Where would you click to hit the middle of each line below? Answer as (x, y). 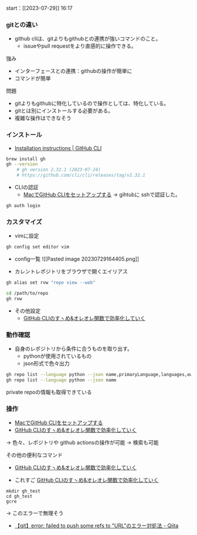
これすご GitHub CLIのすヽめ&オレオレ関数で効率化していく (86, 480)
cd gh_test (19, 496)
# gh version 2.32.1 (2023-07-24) (59, 170)
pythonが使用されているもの (57, 356)
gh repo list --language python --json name (61, 380)
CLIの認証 (26, 187)
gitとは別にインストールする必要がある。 (64, 111)
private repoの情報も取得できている (49, 392)
